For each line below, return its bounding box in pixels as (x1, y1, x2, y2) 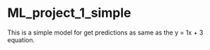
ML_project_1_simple (7, 5, 132, 21)
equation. (7, 35, 35, 44)
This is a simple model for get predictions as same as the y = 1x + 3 (7, 28, 204, 37)
